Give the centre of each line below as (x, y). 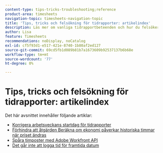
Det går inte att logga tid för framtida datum (56, 145)
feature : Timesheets (26, 37)
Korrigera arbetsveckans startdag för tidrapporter (62, 125)
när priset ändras (29, 135)
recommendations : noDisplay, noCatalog (45, 41)
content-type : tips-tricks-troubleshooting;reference (61, 9)
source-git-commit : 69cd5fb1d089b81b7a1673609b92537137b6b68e (69, 50)
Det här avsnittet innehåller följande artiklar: (49, 115)
